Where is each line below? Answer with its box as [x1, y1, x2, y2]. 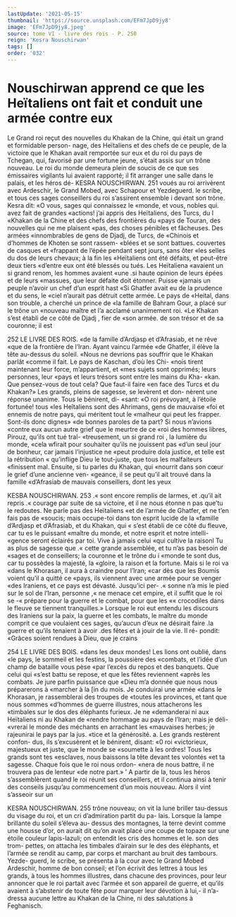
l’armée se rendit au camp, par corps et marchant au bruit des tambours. [7, 848, 218, 857]
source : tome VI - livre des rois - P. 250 [7, 30, 137, 37]
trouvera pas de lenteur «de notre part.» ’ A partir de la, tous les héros [7, 767, 211, 776]
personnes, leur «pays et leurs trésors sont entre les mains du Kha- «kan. [7, 372, 221, 381]
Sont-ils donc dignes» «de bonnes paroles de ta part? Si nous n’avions [7, 418, 213, 426]
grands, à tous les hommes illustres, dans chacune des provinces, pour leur [7, 871, 227, 880]
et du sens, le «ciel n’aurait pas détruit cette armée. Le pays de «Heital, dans [7, 291, 230, 300]
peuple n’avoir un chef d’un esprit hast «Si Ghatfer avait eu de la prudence [7, 283, 223, 292]
